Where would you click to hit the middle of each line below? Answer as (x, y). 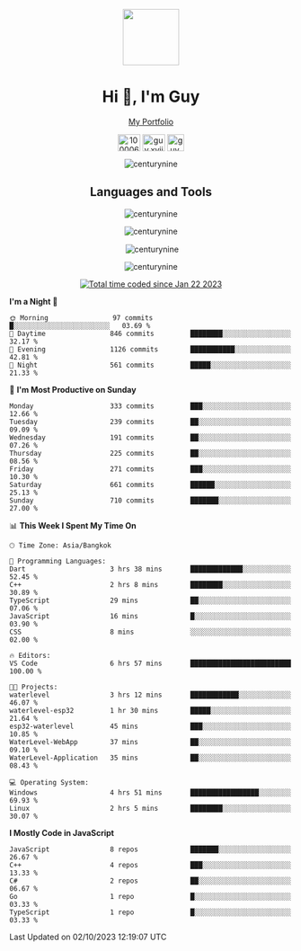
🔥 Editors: (30, 656)
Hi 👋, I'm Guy (151, 97)
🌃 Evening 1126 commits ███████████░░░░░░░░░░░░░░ (150, 350)
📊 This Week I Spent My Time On (73, 526)
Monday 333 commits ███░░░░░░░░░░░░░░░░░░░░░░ (150, 406)
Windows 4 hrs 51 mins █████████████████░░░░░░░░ (150, 793)
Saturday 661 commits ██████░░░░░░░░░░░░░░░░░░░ (150, 485)
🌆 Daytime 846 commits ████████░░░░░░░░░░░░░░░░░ (150, 334)
